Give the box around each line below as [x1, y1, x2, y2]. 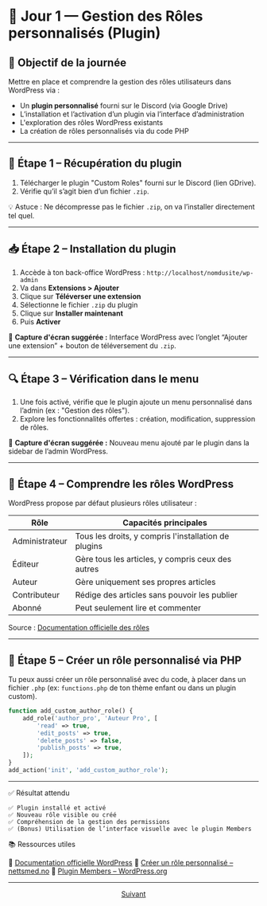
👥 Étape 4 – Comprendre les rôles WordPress [8, 477, 234, 491]
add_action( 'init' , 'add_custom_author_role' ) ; [8, 767, 169, 775]
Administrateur [12, 535, 68, 547]
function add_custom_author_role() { [8, 707, 133, 716]
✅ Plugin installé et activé [8, 804, 106, 812]
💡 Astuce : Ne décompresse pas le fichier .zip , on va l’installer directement [8, 202, 256, 211]
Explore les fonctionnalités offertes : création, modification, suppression [19, 414, 256, 424]
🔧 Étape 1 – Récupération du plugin [8, 157, 183, 171]
